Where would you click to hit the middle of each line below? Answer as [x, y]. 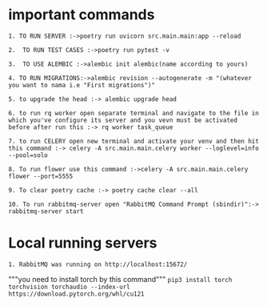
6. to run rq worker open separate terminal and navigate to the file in [134, 113]
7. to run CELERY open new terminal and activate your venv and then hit [134, 141]
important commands [82, 15]
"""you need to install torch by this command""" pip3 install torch [120, 279]
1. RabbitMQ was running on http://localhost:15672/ [98, 264]
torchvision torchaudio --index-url [69, 287]
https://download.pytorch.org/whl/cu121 [77, 294]
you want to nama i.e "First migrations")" [82, 85]
